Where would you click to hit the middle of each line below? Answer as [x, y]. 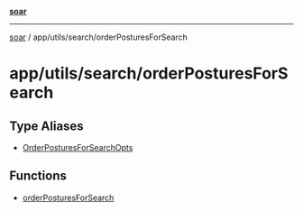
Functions [38, 176]
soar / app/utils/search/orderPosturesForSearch [98, 37]
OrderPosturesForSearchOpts [78, 147]
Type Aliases [46, 126]
